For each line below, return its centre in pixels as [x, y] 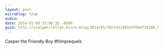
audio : [12, 18]
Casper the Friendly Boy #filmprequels [44, 41]
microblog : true [21, 14]
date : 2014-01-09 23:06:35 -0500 [39, 23]
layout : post [18, 9]
